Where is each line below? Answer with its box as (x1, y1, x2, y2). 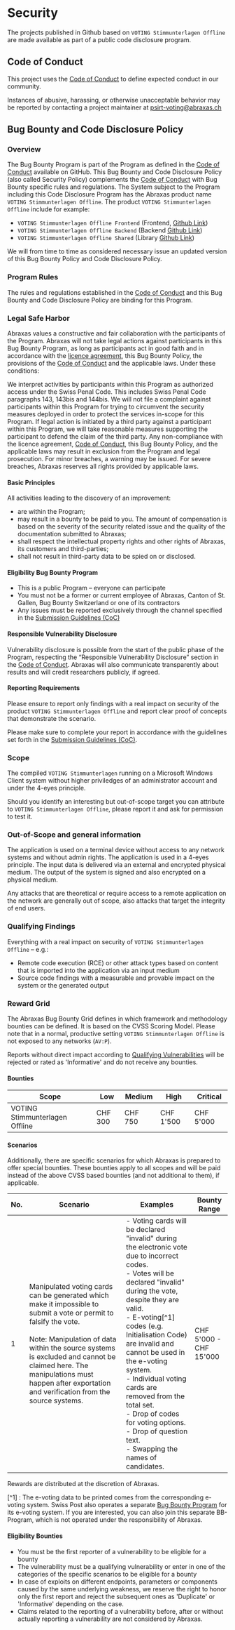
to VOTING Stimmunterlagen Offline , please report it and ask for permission (7, 805, 224, 814)
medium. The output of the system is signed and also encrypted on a (7, 868, 206, 877)
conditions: (7, 366, 40, 375)
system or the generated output (17, 981, 109, 989)
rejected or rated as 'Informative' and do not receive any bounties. (7, 1058, 198, 1066)
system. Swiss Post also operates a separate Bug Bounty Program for (27, 1501, 227, 1509)
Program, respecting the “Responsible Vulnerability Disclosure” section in (7, 653, 219, 661)
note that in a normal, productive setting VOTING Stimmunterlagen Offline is (7, 1030, 225, 1038)
